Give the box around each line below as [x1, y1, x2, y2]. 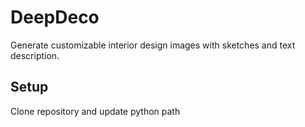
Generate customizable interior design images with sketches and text [10, 39, 296, 51]
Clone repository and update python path [10, 105, 181, 117]
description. [10, 49, 60, 61]
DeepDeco [10, 6, 100, 29]
